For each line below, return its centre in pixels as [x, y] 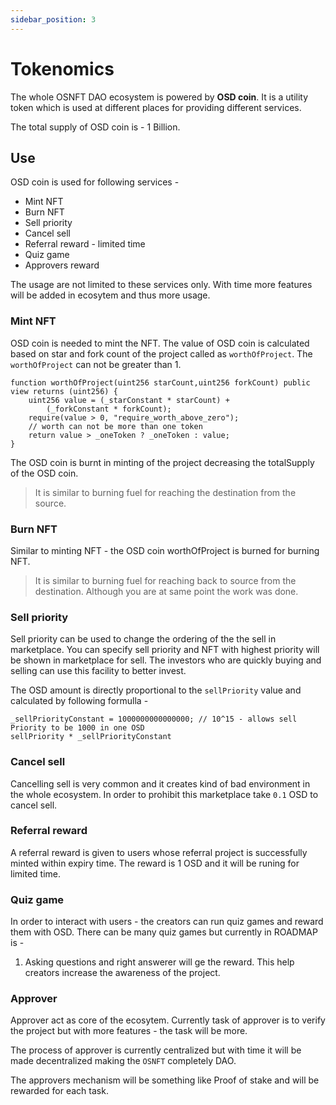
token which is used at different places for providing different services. [156, 107]
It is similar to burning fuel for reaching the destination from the [165, 492]
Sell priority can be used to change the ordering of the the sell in [143, 639]
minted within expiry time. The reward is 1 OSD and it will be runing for [155, 863]
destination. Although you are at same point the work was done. [166, 591]
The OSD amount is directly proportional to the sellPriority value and [156, 690]
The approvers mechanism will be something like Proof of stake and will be [165, 1080]
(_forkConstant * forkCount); [109, 409]
